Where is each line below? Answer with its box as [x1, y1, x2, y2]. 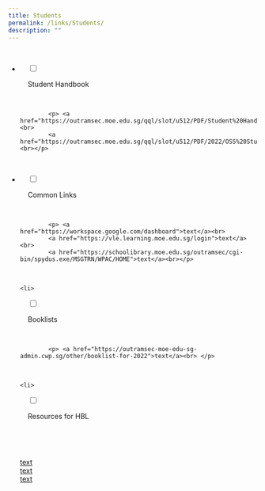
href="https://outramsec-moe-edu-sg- [73, 346, 198, 353]
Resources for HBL [27, 412, 89, 421]
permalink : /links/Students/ [8, 19, 104, 27]
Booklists [27, 315, 58, 324]
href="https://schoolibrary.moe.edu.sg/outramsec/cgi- [59, 248, 244, 257]
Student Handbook [27, 80, 89, 89]
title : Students [8, 11, 62, 20]
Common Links [27, 191, 77, 200]
